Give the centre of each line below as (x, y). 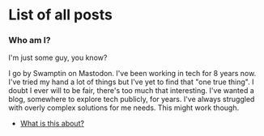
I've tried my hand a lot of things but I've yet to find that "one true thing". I (131, 82)
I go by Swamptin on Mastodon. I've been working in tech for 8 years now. (132, 74)
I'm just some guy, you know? (58, 57)
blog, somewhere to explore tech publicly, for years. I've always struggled (132, 100)
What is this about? (52, 124)
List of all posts (61, 15)
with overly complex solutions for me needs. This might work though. (124, 108)
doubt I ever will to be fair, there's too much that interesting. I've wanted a (132, 91)
